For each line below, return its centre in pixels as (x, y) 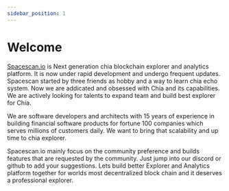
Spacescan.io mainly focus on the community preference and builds (104, 151)
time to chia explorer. (37, 138)
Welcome (35, 47)
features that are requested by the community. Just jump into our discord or (114, 158)
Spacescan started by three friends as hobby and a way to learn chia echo (112, 81)
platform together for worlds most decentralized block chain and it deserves (115, 173)
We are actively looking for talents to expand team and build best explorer (111, 95)
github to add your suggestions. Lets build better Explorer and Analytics (109, 166)
